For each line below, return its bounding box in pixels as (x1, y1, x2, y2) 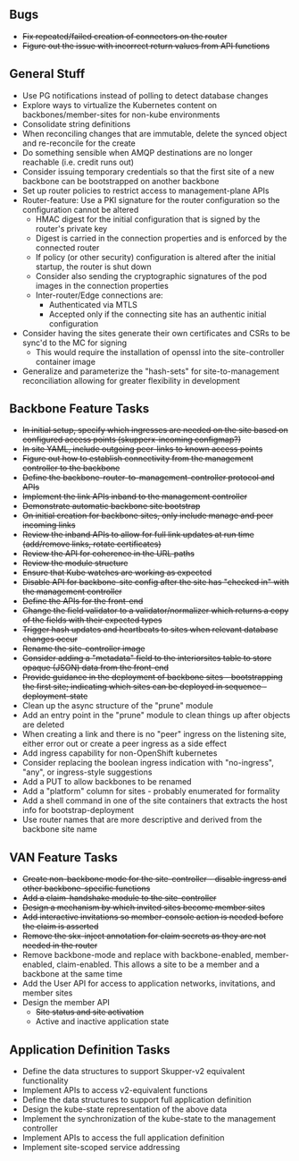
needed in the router (21, 940, 98, 951)
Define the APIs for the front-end (21, 596, 144, 606)
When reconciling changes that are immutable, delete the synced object (21, 128, 287, 139)
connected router (35, 242, 100, 253)
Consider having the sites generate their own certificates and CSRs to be (21, 327, 291, 338)
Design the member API (21, 997, 110, 1008)
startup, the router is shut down (35, 261, 152, 272)
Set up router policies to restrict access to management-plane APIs (21, 185, 270, 196)
